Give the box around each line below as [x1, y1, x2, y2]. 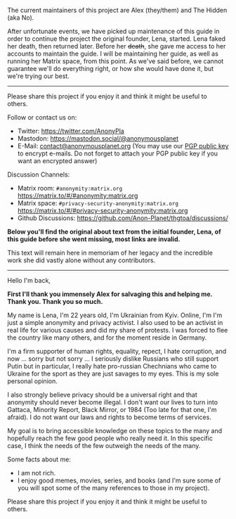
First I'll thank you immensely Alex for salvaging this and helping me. [7, 290, 213, 298]
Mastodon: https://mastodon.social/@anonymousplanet [17, 134, 179, 143]
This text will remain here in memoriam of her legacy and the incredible [7, 249, 213, 257]
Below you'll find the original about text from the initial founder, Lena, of [7, 228, 221, 236]
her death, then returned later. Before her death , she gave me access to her [7, 42, 226, 50]
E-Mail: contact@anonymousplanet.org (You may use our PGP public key [17, 142, 229, 150]
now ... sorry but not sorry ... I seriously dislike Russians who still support [7, 354, 219, 363]
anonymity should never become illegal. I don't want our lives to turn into [7, 398, 218, 406]
